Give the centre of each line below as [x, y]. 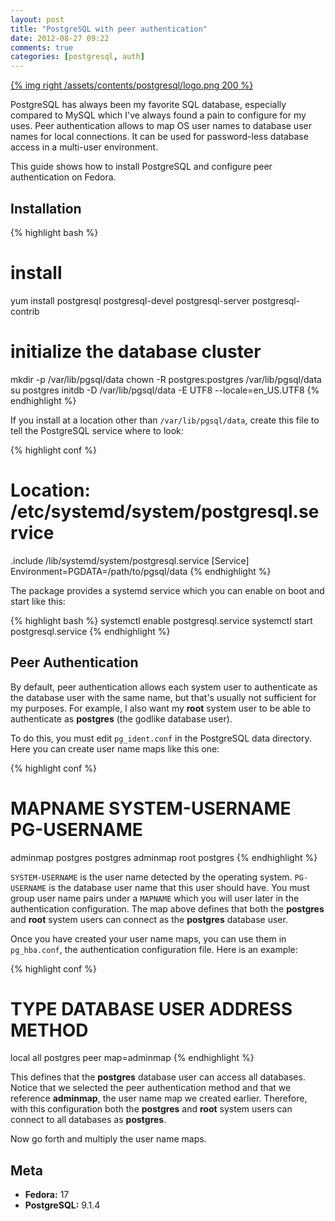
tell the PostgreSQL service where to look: [97, 430]
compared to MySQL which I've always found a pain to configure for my [158, 115]
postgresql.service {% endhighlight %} [90, 631]
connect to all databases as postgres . [88, 1120]
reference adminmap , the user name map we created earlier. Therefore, [159, 1098]
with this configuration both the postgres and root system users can [151, 1109]
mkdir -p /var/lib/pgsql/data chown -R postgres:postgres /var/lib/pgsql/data [166, 379]
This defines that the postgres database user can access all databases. [158, 1077]
